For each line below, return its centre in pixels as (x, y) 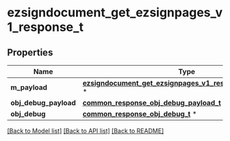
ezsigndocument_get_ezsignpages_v (115, 13)
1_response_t (46, 27)
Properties (30, 52)
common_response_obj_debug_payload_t (152, 103)
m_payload (29, 87)
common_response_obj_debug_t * (140, 114)
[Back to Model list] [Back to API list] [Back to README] (86, 131)
